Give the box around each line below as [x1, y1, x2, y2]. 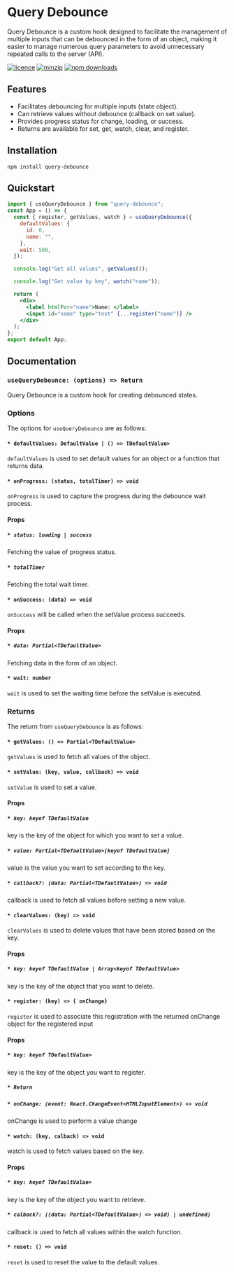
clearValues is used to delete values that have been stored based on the [7, 926, 216, 935]
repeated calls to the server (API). [7, 50, 105, 58]
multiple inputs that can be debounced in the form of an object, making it [7, 34, 217, 43]
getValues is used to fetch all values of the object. [7, 753, 150, 761]
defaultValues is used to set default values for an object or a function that [7, 454, 220, 462]
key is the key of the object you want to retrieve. [7, 1195, 146, 1203]
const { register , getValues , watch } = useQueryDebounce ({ [13, 214, 192, 221]
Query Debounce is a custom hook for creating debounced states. [7, 390, 198, 399]
